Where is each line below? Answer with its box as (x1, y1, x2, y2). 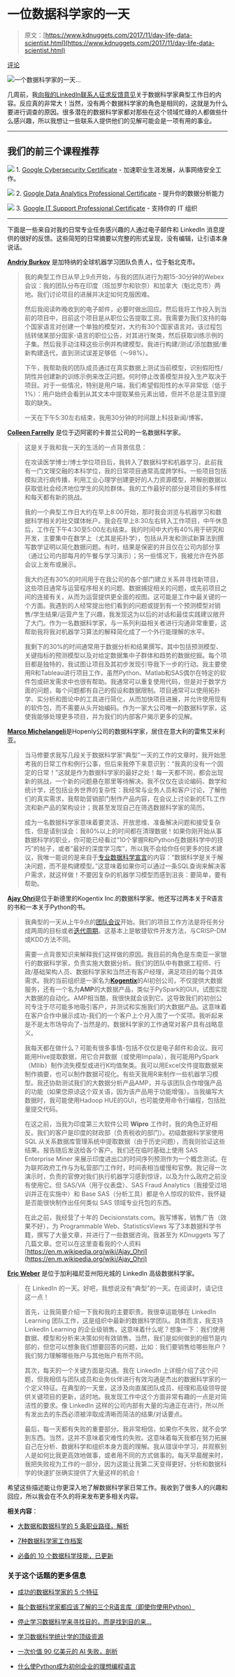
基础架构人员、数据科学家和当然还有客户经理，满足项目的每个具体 (32, 967, 223, 976)
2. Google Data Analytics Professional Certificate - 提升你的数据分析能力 (15, 189, 225, 197)
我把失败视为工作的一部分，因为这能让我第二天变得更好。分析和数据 (24, 1460, 221, 1468)
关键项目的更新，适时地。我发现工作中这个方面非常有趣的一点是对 (30, 1392, 221, 1401)
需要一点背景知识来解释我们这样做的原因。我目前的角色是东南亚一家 (24, 950, 221, 958)
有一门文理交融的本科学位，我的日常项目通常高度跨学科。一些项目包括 (24, 466, 227, 475)
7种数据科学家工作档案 (17, 1536, 83, 1545)
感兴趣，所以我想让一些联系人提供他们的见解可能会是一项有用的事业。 (13, 116, 215, 124)
